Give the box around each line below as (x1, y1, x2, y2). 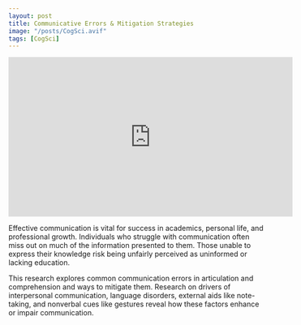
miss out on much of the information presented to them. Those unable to (8, 241, 252, 250)
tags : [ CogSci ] (8, 34, 60, 43)
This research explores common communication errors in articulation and (8, 273, 254, 284)
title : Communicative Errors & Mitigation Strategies (8, 19, 195, 28)
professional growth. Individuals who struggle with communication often (8, 232, 250, 242)
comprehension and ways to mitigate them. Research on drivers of (8, 282, 231, 292)
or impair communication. (8, 308, 94, 318)
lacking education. (8, 258, 71, 267)
